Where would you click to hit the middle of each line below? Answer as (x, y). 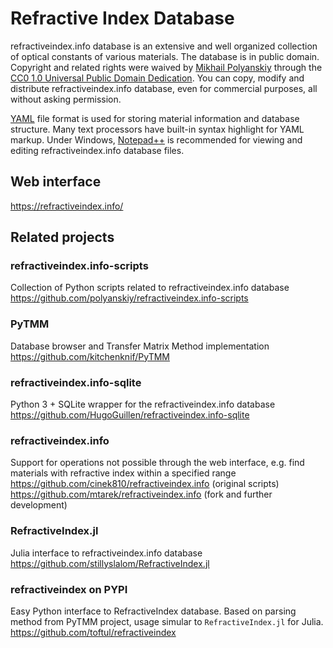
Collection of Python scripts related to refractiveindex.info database (150, 288)
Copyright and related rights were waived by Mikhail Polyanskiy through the (166, 67)
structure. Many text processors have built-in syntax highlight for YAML (157, 129)
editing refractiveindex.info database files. (97, 150)
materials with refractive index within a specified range (123, 473)
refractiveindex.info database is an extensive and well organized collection (164, 46)
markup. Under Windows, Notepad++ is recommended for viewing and (156, 139)
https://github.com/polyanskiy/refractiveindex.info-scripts (129, 298)
